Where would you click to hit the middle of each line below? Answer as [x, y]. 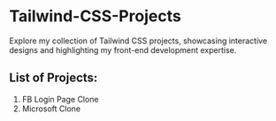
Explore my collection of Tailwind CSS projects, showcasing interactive [138, 41]
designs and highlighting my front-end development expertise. [123, 49]
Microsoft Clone [51, 109]
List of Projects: [54, 78]
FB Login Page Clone [60, 99]
